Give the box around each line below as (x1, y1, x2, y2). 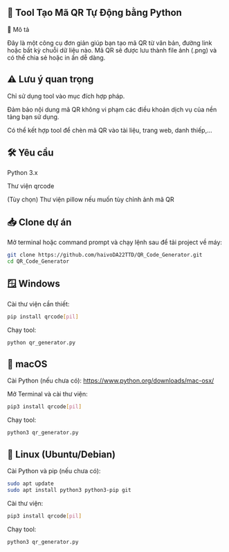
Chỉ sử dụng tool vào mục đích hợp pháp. (7, 91, 125, 100)
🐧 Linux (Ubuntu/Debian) (7, 448, 116, 460)
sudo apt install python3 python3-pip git (7, 486, 131, 493)
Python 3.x (7, 169, 38, 177)
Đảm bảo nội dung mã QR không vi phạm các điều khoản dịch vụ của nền (7, 105, 217, 113)
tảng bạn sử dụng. (7, 112, 59, 121)
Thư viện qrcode (7, 182, 55, 190)
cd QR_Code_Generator (7, 258, 70, 265)
